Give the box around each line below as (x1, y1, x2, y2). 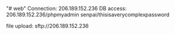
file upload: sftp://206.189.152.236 (6, 23, 89, 29)
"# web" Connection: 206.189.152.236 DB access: (6, 5, 127, 12)
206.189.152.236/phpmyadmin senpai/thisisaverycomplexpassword (6, 11, 170, 18)
